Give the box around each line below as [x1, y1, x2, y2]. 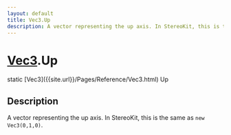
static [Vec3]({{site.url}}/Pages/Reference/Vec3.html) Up [7, 75, 168, 83]
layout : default [7, 10, 54, 17]
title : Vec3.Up [7, 17, 51, 23]
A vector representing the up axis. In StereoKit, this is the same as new [7, 114, 205, 122]
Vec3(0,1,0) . [7, 121, 43, 129]
